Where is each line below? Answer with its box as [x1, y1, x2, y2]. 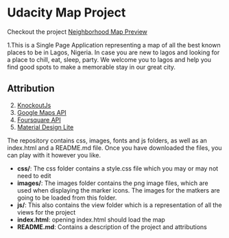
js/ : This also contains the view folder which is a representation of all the [16, 201, 222, 209]
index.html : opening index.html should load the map [16, 215, 166, 224]
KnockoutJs [16, 101, 51, 109]
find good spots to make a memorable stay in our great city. [7, 63, 176, 71]
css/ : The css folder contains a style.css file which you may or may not [16, 164, 219, 173]
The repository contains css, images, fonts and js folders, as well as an [7, 136, 208, 144]
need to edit [16, 171, 51, 180]
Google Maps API [16, 108, 67, 116]
